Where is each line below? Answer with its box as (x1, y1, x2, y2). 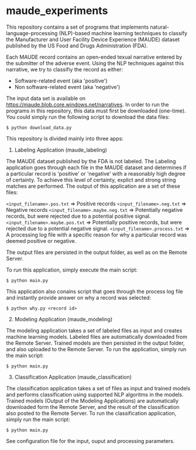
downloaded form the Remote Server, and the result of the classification (6, 403, 180, 410)
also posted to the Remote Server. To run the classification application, (6, 410, 177, 417)
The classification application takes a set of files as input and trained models (6, 384, 191, 391)
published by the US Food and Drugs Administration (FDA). (6, 42, 148, 49)
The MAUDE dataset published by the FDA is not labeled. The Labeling (6, 157, 176, 164)
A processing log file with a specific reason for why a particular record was (6, 231, 187, 238)
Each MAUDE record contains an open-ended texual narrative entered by (6, 53, 183, 60)
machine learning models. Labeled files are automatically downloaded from (6, 333, 187, 340)
